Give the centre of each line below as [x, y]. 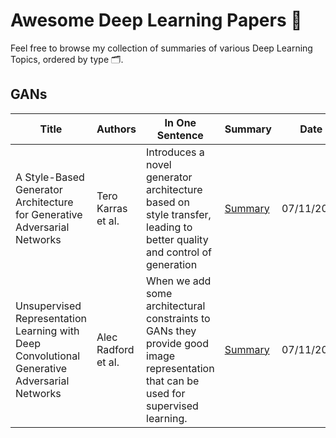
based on [168, 202]
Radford [115, 349]
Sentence [180, 135]
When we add [179, 281]
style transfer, [179, 214]
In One [180, 122]
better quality [177, 239]
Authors [116, 129]
